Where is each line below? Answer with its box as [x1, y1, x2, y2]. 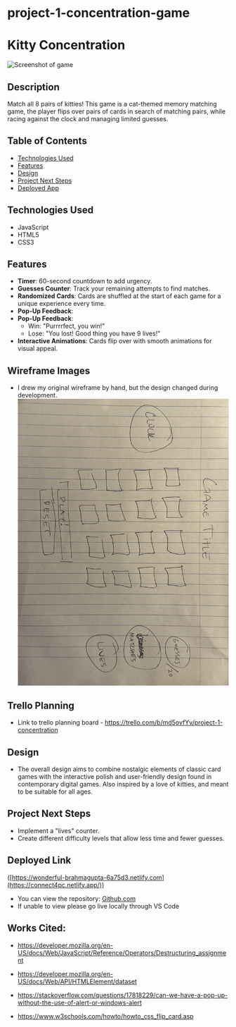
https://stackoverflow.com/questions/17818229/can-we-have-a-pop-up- [17, 990, 228, 999]
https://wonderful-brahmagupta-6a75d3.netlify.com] [11, 873, 165, 882]
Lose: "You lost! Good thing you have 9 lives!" [27, 329, 161, 338]
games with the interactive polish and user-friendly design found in [17, 773, 212, 781]
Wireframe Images [7, 364, 91, 376]
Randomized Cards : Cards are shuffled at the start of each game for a [17, 292, 221, 300]
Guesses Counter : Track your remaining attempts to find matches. [17, 284, 211, 293]
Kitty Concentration [7, 37, 126, 54]
